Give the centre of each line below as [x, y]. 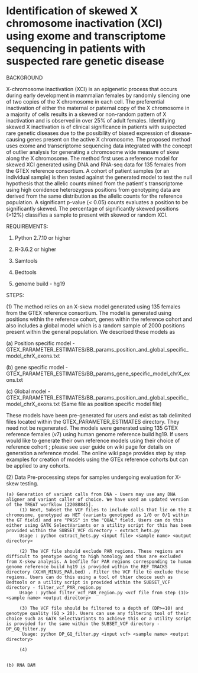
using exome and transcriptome [86, 36]
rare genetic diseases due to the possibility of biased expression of [88, 133]
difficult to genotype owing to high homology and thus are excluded [94, 556]
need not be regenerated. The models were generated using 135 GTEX [92, 428]
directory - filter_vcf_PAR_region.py [54, 587]
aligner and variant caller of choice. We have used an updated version [98, 499]
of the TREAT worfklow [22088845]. [50, 504]
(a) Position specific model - [40, 343]
